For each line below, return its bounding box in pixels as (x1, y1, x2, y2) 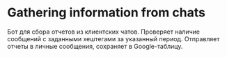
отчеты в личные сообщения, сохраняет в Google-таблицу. (7, 42, 183, 50)
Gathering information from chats (7, 5, 205, 21)
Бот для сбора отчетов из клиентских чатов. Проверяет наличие (7, 27, 201, 36)
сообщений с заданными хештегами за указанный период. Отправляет (7, 34, 220, 43)
